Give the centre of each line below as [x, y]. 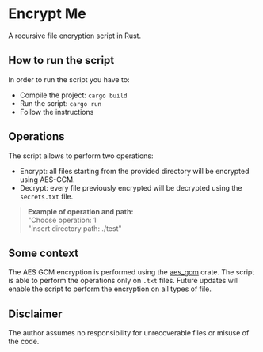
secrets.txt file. [46, 196]
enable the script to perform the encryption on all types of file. [110, 289]
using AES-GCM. [47, 180]
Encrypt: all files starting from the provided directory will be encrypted [134, 171]
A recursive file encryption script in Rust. [74, 36]
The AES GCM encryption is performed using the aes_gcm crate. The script [131, 272]
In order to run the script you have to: [69, 79]
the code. [24, 342]
